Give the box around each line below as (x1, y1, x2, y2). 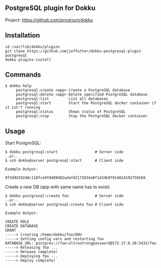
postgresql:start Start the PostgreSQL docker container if (16, 101, 157, 106)
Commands (5, 71, 42, 79)
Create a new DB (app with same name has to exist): (5, 184, 111, 190)
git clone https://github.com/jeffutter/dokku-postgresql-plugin (5, 49, 141, 54)
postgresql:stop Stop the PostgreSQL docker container (16, 114, 148, 119)
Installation (5, 31, 40, 40)
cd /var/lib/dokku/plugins (5, 44, 60, 49)
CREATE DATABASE (5, 224, 38, 229)
